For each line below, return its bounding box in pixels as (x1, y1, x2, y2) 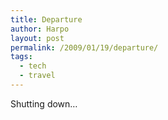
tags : (10, 52, 33, 62)
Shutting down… (10, 97, 78, 110)
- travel (19, 71, 56, 81)
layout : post (10, 33, 65, 43)
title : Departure (10, 14, 83, 25)
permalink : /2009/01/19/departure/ (10, 42, 159, 53)
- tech (19, 61, 47, 71)
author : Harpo (10, 24, 70, 34)
